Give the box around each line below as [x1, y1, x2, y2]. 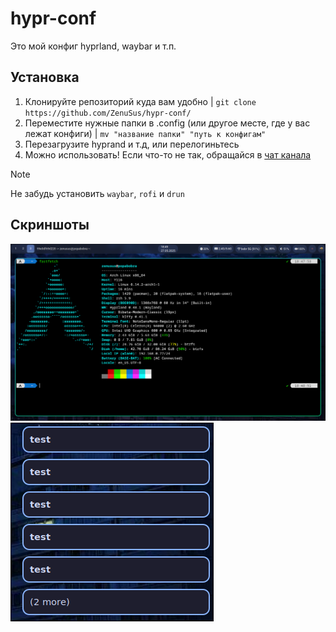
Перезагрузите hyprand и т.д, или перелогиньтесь [24, 138, 240, 150]
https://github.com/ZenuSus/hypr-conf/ [24, 108, 192, 118]
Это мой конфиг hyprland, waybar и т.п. [10, 40, 177, 52]
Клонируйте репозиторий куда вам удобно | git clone [24, 95, 257, 107]
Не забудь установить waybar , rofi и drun [10, 187, 185, 199]
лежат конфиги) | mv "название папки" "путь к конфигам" [24, 127, 267, 139]
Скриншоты [10, 217, 90, 234]
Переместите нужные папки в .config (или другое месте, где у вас [24, 117, 311, 129]
